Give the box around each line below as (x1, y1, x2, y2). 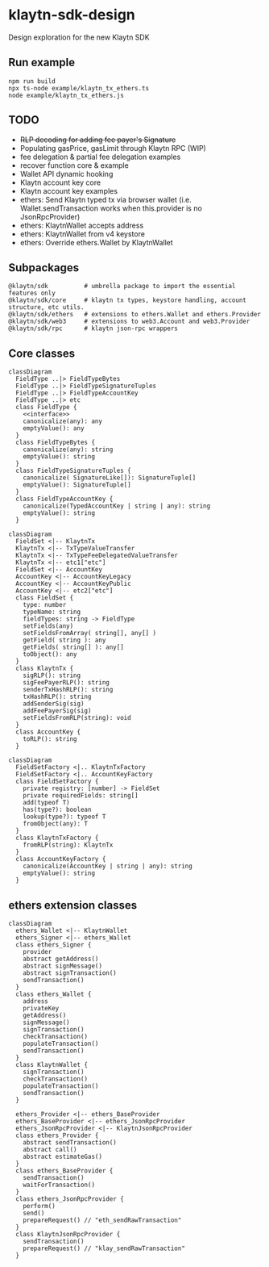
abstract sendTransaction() (23, 1139, 117, 1147)
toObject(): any (23, 650, 78, 659)
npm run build (8, 77, 56, 86)
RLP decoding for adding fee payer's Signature (19, 135, 176, 144)
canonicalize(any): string (23, 445, 114, 454)
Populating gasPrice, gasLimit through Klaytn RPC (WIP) (19, 143, 207, 153)
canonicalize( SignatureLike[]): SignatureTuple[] (23, 474, 197, 482)
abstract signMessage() (23, 962, 103, 970)
